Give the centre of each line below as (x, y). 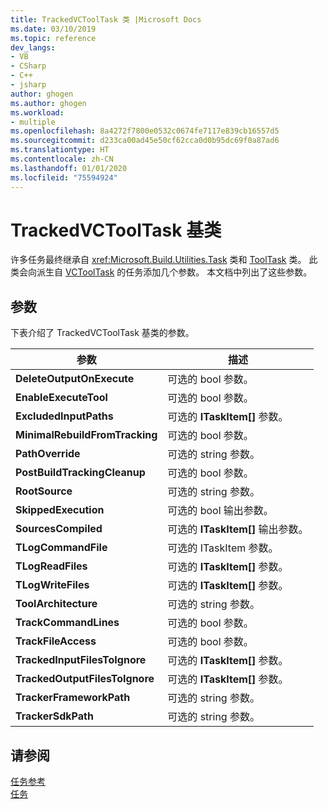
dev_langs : (33, 47)
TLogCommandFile (61, 548)
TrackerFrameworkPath (73, 698)
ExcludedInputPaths (64, 416)
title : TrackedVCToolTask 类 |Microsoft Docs (106, 19)
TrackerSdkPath (54, 716)
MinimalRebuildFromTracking (86, 435)
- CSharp (28, 66)
